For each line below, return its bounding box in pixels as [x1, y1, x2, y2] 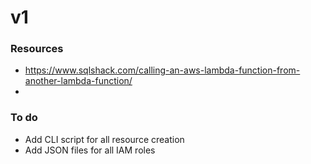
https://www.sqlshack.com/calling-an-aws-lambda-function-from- [24, 64, 301, 76]
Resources [10, 42, 64, 56]
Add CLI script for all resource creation [24, 133, 185, 145]
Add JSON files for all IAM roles [24, 144, 156, 156]
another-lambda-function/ [24, 75, 133, 87]
